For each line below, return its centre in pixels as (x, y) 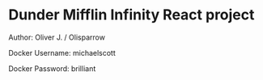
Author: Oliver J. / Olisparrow (57, 37)
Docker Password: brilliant (52, 68)
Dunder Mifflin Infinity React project (131, 15)
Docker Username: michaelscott (62, 53)
